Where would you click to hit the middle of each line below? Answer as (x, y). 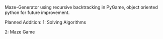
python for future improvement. (37, 12)
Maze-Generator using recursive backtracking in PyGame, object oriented (81, 7)
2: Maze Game (20, 32)
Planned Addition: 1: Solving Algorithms (46, 22)
